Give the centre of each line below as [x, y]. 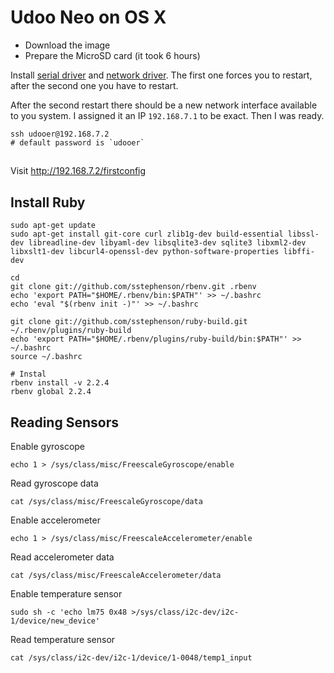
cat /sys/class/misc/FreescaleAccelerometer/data [116, 575]
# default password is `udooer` [77, 142]
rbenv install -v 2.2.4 [60, 383]
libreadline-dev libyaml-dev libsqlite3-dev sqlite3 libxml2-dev [167, 243]
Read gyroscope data [54, 483]
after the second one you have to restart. [94, 85]
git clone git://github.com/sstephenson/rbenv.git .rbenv [133, 287]
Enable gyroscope [48, 446]
